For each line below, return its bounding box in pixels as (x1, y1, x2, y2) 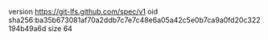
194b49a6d (8, 24, 47, 33)
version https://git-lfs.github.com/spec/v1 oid (8, 7, 159, 16)
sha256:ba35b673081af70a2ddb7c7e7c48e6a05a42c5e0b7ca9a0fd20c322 (8, 15, 261, 25)
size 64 (47, 24, 72, 33)
